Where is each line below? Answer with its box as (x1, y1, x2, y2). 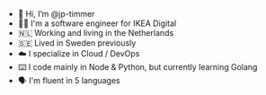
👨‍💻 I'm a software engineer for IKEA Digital (17, 18, 177, 29)
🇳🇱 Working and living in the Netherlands (17, 28, 174, 38)
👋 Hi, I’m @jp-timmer (17, 9, 95, 19)
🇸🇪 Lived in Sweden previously (17, 38, 137, 48)
